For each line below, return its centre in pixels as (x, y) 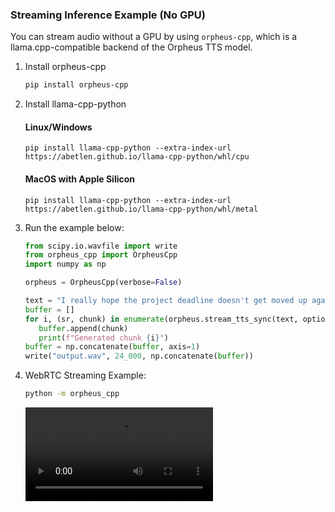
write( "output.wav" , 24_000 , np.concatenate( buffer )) (139, 356)
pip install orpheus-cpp (76, 85)
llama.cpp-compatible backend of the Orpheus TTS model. (131, 47)
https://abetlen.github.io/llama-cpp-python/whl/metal (141, 209)
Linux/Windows (58, 127)
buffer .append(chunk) (83, 328)
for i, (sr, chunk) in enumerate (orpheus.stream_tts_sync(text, (161, 319)
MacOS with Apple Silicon (80, 179)
